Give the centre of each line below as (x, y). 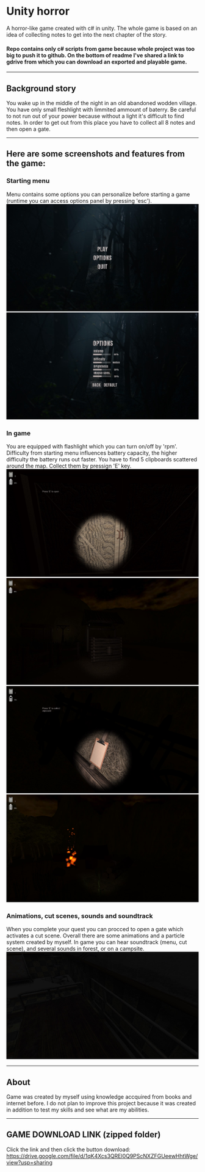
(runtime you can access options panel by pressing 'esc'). (79, 200)
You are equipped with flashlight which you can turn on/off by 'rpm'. (92, 447)
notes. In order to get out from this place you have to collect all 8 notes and (101, 122)
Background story (41, 88)
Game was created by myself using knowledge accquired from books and (99, 1097)
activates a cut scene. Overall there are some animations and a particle (95, 936)
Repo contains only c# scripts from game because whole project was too (101, 49)
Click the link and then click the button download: (68, 1149)
